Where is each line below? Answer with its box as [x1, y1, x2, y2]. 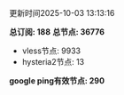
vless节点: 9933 [21, 45, 81, 56]
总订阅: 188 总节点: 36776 [9, 27, 105, 37]
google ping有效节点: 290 [9, 75, 105, 86]
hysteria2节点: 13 [21, 57, 85, 67]
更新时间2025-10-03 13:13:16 [9, 8, 115, 18]
